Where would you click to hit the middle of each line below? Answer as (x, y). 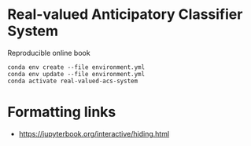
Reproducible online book (49, 53)
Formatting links (62, 112)
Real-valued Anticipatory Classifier (125, 15)
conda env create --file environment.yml (76, 67)
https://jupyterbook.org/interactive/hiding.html (94, 133)
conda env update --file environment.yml (76, 74)
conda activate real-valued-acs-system (73, 81)
